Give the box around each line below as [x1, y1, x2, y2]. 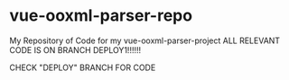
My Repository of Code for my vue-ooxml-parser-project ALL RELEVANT [9, 35, 281, 46]
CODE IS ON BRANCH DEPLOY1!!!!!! [9, 44, 142, 55]
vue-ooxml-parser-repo [9, 5, 192, 26]
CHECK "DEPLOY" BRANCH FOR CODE [9, 62, 156, 73]
